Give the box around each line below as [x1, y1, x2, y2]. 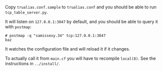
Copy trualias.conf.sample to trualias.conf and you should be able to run [5, 4, 157, 10]
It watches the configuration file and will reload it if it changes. [5, 46, 130, 52]
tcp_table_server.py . [5, 9, 48, 15]
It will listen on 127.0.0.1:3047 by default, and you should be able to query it [5, 19, 158, 24]
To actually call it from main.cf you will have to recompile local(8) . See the [5, 55, 156, 61]
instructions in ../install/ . [5, 61, 60, 66]
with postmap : [5, 24, 32, 30]
